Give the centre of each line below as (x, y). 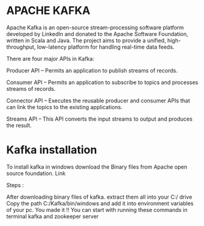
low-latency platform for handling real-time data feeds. (106, 47)
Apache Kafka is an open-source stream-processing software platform (95, 27)
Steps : (15, 185)
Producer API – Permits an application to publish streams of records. (92, 70)
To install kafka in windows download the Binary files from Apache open (97, 167)
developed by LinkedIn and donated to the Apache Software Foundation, (97, 34)
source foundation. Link (36, 173)
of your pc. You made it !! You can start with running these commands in (97, 210)
